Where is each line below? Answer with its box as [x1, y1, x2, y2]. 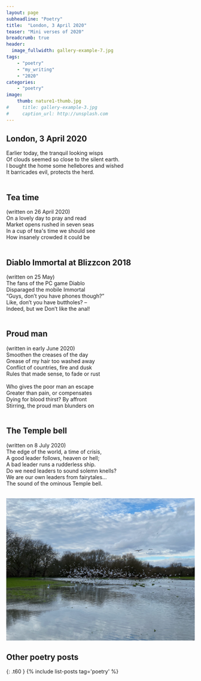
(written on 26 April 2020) [6, 208, 71, 216]
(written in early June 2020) [6, 344, 75, 352]
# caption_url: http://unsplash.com [6, 111, 109, 117]
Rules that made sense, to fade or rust [6, 370, 100, 377]
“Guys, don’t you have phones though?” [6, 292, 105, 299]
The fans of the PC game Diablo [6, 280, 85, 287]
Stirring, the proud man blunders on [6, 402, 95, 409]
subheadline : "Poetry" [6, 16, 63, 22]
